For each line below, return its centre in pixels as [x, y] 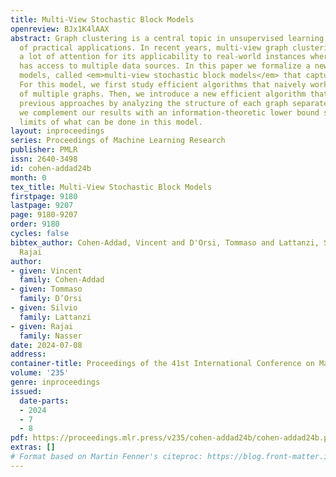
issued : [26, 391]
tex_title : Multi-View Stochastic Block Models [111, 187]
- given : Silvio [44, 308]
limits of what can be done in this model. [111, 122]
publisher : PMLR [44, 150]
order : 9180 [35, 224]
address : [28, 354]
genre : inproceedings [55, 382]
